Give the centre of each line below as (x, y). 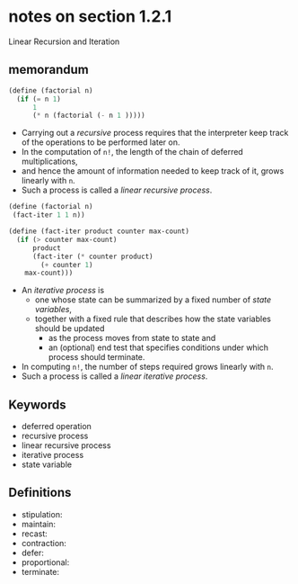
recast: (34, 534)
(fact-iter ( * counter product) (92, 256)
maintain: (38, 524)
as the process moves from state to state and (132, 338)
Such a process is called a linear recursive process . (117, 190)
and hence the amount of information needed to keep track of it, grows (153, 171)
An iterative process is (63, 291)
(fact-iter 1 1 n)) (49, 215)
